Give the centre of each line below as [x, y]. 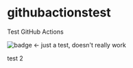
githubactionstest [59, 13]
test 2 [15, 58]
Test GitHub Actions [35, 32]
